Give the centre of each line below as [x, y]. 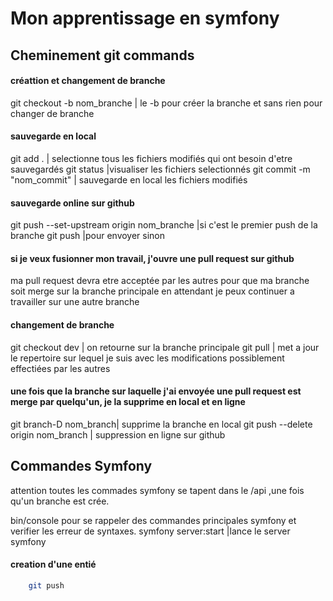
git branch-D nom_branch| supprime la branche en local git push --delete [161, 424]
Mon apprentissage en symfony [145, 18]
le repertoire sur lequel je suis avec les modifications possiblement [147, 358]
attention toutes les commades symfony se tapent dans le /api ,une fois [157, 490]
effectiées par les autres [60, 368]
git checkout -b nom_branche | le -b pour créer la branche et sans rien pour [166, 103]
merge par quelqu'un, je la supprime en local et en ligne [128, 402]
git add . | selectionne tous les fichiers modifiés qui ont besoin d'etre [151, 158]
